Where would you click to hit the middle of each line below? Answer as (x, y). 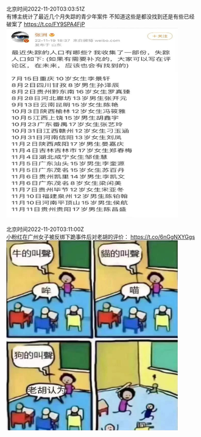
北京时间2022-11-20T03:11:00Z (45, 229)
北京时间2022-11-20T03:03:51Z (46, 9)
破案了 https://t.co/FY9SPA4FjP (46, 24)
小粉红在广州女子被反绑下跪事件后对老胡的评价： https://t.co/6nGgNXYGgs (101, 237)
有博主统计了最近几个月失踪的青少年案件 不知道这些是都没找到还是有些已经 (100, 16)
